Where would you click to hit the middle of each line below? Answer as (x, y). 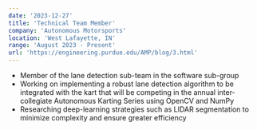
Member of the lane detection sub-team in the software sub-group (129, 75)
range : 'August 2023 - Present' (62, 45)
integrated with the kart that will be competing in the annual (118, 92)
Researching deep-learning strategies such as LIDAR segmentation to (134, 109)
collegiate (36, 101)
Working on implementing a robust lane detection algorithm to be (127, 84)
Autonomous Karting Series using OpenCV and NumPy (144, 101)
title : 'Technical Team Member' (62, 23)
